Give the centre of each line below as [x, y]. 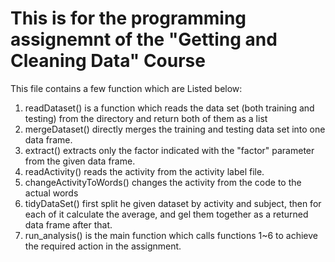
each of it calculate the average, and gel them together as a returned [166, 214]
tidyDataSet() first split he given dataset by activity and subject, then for [173, 203]
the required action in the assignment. [103, 246]
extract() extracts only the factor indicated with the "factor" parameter [169, 150]
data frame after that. [68, 224]
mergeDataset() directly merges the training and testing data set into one [175, 129]
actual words [51, 193]
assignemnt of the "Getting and [144, 39]
